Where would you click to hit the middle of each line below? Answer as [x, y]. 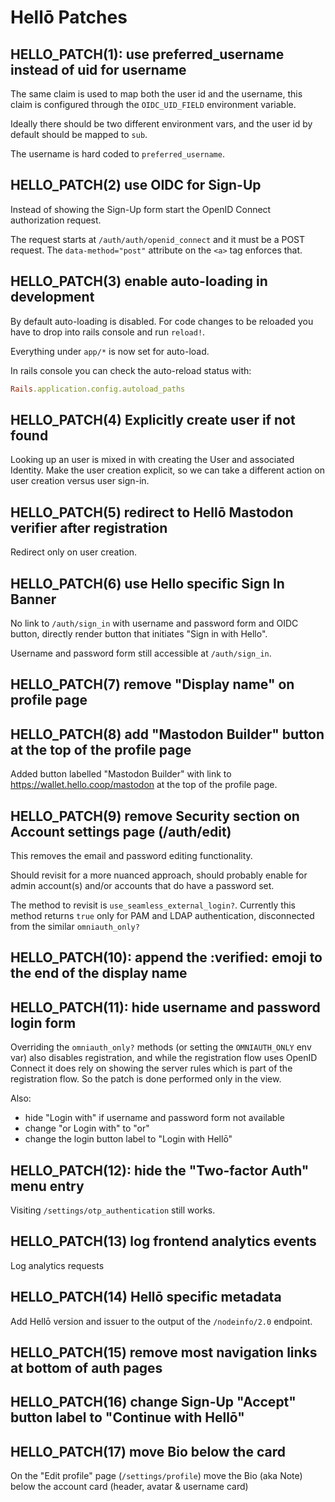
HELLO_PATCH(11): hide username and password [165, 1007]
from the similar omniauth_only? [75, 926]
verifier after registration [89, 527]
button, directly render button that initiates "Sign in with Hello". [139, 633]
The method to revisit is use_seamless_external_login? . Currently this [153, 905]
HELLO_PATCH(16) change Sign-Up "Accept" [153, 1402]
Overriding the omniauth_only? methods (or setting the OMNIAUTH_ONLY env [161, 1047]
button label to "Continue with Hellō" [127, 1417]
